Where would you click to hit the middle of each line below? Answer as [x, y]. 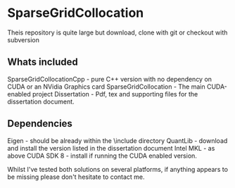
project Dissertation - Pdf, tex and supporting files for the [115, 94]
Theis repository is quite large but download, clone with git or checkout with [118, 32]
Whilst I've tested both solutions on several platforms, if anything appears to [118, 169]
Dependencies [40, 124]
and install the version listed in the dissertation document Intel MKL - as [111, 148]
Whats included [43, 62]
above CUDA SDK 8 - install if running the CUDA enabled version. [102, 156]
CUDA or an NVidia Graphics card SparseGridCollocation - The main [106, 87]
